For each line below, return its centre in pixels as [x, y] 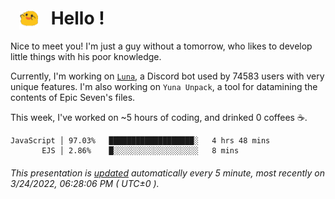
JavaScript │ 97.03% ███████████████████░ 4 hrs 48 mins [140, 141]
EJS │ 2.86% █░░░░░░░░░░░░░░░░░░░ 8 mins [140, 151]
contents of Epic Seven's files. [73, 98]
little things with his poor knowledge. [86, 57]
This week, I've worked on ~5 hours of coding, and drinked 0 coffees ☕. [159, 118]
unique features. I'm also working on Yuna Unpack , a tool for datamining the [164, 87]
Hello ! [77, 18]
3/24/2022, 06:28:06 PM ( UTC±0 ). [85, 183]
